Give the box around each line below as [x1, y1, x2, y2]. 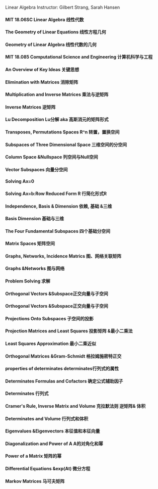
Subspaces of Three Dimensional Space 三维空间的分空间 [5, 141, 127, 148]
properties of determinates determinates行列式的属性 [5, 366, 119, 372]
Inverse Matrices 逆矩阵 [5, 104, 56, 110]
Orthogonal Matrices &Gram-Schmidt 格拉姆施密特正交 [5, 353, 122, 359]
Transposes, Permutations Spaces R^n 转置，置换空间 [5, 129, 120, 135]
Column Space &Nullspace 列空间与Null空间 [5, 154, 98, 160]
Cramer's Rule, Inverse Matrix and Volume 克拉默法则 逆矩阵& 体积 [5, 403, 146, 409]
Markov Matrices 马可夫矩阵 [5, 478, 65, 484]
